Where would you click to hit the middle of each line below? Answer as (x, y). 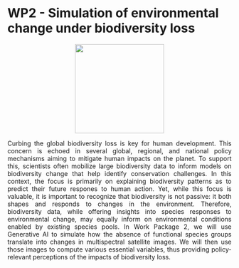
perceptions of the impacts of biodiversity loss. (101, 257)
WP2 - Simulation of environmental (113, 13)
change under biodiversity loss (101, 28)
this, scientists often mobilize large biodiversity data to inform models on (119, 166)
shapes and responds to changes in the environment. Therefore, (119, 204)
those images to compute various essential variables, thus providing (108, 249)
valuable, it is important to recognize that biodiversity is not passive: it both (119, 196)
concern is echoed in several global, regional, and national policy (119, 150)
